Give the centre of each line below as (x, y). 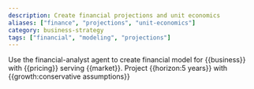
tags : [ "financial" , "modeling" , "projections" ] (90, 37)
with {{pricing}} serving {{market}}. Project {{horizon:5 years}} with (118, 69)
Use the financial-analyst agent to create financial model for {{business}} (127, 60)
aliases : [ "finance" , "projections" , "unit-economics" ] (102, 23)
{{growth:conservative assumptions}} (69, 76)
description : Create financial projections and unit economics (114, 15)
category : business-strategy (56, 30)
